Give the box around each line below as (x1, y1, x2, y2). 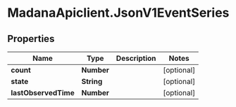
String (81, 77, 103, 86)
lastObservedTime (11, 88, 75, 97)
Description (116, 54, 156, 63)
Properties (7, 33, 55, 45)
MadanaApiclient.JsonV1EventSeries (7, 5, 230, 21)
